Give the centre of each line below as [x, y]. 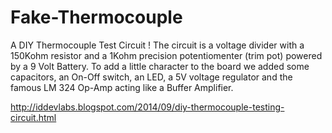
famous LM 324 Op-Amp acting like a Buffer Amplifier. [122, 87]
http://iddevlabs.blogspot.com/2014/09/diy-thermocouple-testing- [147, 107]
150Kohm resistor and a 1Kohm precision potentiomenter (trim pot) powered [166, 55]
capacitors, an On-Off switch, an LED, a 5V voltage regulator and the [151, 77]
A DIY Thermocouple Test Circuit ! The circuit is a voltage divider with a [157, 45]
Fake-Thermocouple [96, 17]
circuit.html [33, 117]
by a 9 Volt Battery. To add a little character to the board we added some [160, 66]
